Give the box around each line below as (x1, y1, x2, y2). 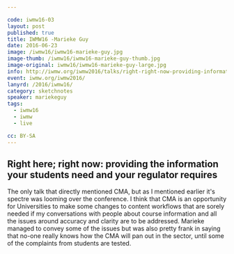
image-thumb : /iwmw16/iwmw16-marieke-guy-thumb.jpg (7, 55, 160, 63)
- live (13, 120, 33, 127)
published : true (7, 29, 54, 36)
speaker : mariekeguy (7, 94, 68, 101)
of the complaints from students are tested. (7, 239, 132, 248)
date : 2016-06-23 (7, 42, 58, 49)
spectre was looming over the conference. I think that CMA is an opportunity (7, 195, 227, 203)
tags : (7, 100, 23, 108)
